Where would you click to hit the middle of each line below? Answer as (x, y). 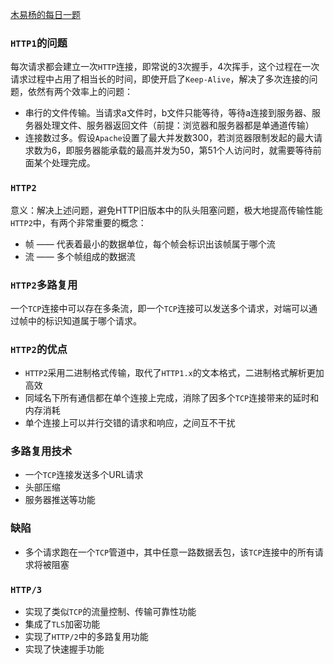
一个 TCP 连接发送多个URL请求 (84, 475)
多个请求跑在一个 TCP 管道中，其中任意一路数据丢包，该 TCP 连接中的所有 (169, 552)
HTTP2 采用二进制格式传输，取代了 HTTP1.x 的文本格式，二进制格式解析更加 (174, 373)
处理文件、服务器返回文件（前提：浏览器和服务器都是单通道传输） (178, 125)
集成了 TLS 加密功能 (62, 624)
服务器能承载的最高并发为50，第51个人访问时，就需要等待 (193, 150)
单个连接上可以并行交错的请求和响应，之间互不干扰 (130, 423)
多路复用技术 (41, 451)
